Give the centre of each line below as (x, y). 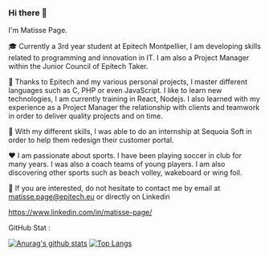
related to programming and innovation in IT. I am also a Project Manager (129, 58)
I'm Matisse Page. (38, 30)
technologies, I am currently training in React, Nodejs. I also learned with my (134, 99)
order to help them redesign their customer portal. (91, 140)
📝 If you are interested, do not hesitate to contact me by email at (114, 189)
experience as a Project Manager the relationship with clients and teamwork (134, 108)
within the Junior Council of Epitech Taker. (78, 67)
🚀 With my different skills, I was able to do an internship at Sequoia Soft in (130, 132)
